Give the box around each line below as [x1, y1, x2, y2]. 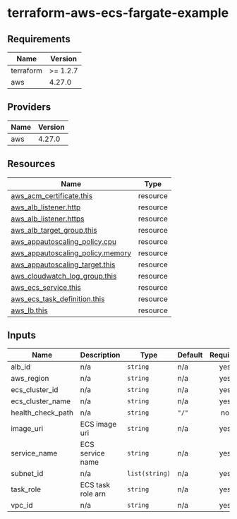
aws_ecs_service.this [11, 282, 81, 292]
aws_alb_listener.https [11, 214, 85, 224]
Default [177, 350, 203, 360]
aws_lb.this [11, 305, 48, 315]
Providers [7, 101, 51, 114]
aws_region [11, 374, 49, 384]
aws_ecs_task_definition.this [11, 294, 105, 304]
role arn [80, 489, 106, 499]
